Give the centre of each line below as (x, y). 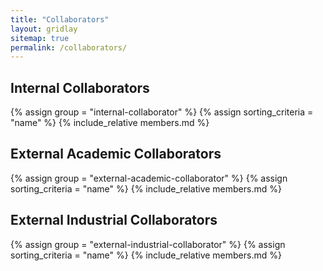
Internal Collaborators (80, 87)
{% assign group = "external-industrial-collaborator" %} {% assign (148, 244)
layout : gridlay (44, 29)
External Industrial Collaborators (114, 220)
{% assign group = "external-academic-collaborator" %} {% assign (149, 178)
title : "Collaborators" (60, 19)
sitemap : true (40, 38)
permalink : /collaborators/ (69, 47)
